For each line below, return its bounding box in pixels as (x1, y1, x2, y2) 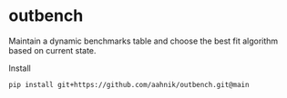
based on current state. (8, 44, 97, 55)
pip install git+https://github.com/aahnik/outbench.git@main (8, 80, 250, 89)
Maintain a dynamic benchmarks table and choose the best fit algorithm (8, 35, 279, 46)
